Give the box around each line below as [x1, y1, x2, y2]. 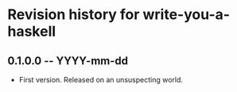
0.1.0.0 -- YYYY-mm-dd [7, 54, 129, 67]
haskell [7, 22, 56, 40]
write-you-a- [142, 6, 231, 24]
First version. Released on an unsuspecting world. [18, 75, 184, 84]
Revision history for [7, 6, 140, 24]
